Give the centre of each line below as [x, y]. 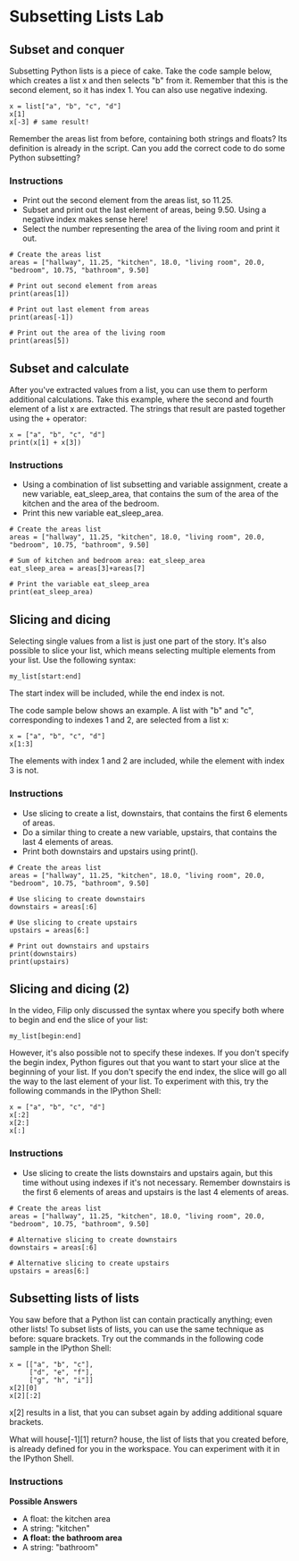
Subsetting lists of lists [75, 1298]
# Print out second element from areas [83, 286]
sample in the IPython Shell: [60, 1348]
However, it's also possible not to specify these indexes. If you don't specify [149, 1053]
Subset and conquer [67, 50]
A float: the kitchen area [66, 1518]
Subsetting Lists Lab [87, 17]
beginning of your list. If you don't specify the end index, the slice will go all [148, 1072]
